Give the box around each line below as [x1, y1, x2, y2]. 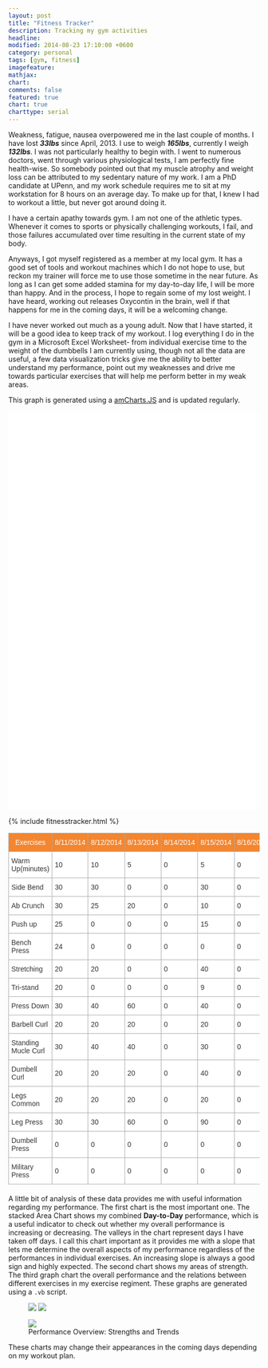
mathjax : [8, 71, 37, 79]
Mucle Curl [11, 1047, 45, 1055]
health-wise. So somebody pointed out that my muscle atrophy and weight [8, 164, 254, 173]
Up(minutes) [11, 865, 50, 873]
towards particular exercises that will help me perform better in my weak [8, 372, 246, 380]
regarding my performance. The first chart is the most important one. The [8, 1202, 250, 1212]
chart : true [8, 101, 48, 108]
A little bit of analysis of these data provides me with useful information [8, 1194, 242, 1203]
